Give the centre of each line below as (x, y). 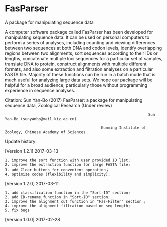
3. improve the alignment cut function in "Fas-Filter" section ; (76, 201)
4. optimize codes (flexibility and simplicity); (58, 174)
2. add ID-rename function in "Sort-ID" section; (58, 197)
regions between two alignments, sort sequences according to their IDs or (82, 53)
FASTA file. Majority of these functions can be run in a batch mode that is (80, 74)
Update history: (21, 141)
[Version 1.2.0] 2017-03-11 (32, 183)
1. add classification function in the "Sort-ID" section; (68, 193)
